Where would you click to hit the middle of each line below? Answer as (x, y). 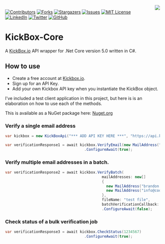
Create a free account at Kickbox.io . (49, 78)
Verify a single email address (41, 126)
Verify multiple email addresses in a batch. (57, 162)
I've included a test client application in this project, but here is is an (74, 98)
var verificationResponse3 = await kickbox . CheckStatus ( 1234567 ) (73, 232)
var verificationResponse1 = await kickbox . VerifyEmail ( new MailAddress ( (82, 145)
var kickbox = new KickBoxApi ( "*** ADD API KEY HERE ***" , (67, 136)
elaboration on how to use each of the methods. (54, 104)
